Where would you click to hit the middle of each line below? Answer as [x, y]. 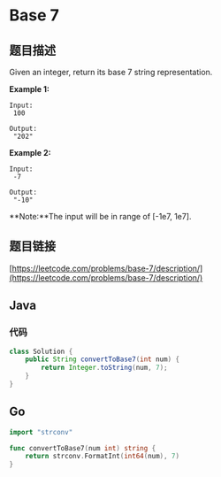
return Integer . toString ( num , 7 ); [104, 368]
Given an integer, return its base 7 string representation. [111, 72]
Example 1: [30, 89]
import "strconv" [41, 432]
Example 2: [30, 153]
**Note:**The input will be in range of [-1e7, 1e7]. [100, 216]
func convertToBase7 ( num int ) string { [83, 448]
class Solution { [41, 351]
